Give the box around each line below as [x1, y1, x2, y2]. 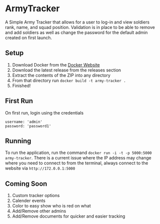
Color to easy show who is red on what [12, 203, 91, 209]
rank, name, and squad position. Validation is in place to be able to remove [5, 24, 155, 30]
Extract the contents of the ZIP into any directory [12, 72, 111, 78]
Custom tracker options [12, 193, 60, 199]
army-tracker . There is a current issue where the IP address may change [5, 155, 152, 161]
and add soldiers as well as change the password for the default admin [5, 29, 148, 35]
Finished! [12, 83, 31, 89]
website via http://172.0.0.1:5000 [5, 165, 75, 171]
